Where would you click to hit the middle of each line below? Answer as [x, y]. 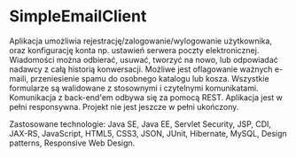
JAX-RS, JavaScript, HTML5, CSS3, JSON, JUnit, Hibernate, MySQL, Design [148, 133]
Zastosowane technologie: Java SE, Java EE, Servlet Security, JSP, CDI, [140, 124]
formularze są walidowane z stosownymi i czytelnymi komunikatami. [134, 88]
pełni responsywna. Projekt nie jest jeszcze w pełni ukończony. [124, 106]
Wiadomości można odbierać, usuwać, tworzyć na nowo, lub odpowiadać [144, 59]
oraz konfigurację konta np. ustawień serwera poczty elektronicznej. [134, 50]
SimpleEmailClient [78, 16]
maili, [19, 78]
